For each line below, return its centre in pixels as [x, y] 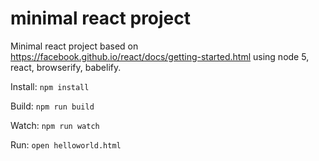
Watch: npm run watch [55, 125]
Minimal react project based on [74, 46]
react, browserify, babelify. [66, 67]
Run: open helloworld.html [66, 144]
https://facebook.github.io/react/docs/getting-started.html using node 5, [160, 56]
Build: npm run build [52, 106]
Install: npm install [50, 86]
